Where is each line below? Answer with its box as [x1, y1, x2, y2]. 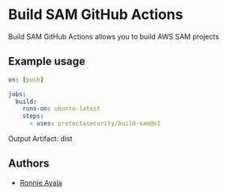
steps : [22, 113, 44, 120]
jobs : [8, 90, 26, 98]
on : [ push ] [8, 75, 44, 84]
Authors [8, 157, 50, 170]
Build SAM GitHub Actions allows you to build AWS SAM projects [8, 32, 220, 41]
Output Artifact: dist [8, 134, 73, 143]
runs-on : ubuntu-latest [22, 105, 101, 113]
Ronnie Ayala [19, 178, 62, 187]
